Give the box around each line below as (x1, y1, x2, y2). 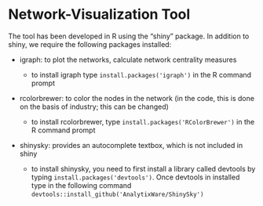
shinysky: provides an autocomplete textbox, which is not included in (19, 140, 243, 150)
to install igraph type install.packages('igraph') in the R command (31, 70, 252, 79)
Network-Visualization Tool (8, 5, 191, 23)
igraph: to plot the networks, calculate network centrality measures (19, 55, 237, 64)
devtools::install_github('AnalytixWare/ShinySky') (31, 190, 204, 198)
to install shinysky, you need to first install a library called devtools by (31, 164, 256, 173)
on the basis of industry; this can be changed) (19, 102, 169, 111)
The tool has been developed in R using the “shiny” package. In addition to (8, 31, 250, 41)
